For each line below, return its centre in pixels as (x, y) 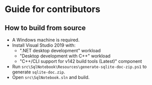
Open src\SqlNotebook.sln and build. (51, 77)
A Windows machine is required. (46, 40)
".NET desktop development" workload (60, 51)
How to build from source (45, 28)
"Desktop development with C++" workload (65, 56)
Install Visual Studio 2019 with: (44, 45)
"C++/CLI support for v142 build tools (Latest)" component (81, 61)
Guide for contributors (53, 9)
